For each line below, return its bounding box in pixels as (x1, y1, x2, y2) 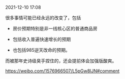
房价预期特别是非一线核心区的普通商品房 (12, 25, 98, 31)
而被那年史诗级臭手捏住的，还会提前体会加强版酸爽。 (5, 58, 117, 64)
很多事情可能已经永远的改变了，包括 (5, 15, 81, 21)
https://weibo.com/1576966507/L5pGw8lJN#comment (5, 68, 120, 74)
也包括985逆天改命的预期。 (12, 47, 70, 53)
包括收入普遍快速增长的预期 (12, 36, 71, 42)
